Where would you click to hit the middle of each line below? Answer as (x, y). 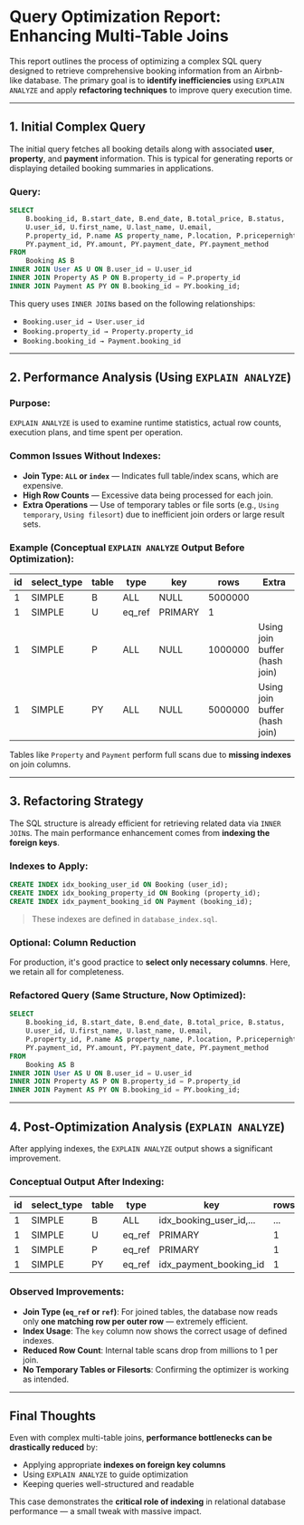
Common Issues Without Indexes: (85, 456)
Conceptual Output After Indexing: (87, 1181)
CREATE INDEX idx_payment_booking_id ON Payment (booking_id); (131, 901)
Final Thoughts (53, 1416)
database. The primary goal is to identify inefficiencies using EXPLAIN (154, 80)
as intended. (46, 1379)
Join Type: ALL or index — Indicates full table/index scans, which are (150, 476)
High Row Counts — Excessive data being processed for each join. (148, 495)
